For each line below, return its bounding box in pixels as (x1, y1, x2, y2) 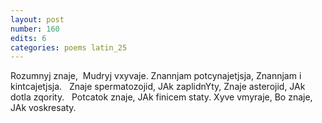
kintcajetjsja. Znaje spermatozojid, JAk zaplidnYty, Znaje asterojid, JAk (10, 81, 306, 93)
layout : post (10, 14, 65, 25)
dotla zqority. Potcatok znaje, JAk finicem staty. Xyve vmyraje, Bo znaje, (10, 91, 313, 103)
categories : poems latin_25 (10, 42, 128, 53)
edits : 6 (10, 33, 47, 43)
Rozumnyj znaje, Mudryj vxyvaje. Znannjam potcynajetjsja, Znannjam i (10, 70, 302, 82)
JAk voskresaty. (10, 102, 77, 114)
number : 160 (10, 24, 60, 34)
